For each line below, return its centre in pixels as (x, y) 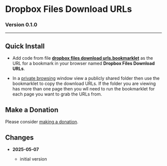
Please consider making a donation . (42, 122)
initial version (33, 159)
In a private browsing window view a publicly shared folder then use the (86, 79)
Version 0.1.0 (21, 25)
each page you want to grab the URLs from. (57, 94)
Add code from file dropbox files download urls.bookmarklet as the (83, 58)
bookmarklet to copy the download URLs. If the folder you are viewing (84, 83)
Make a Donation (32, 110)
